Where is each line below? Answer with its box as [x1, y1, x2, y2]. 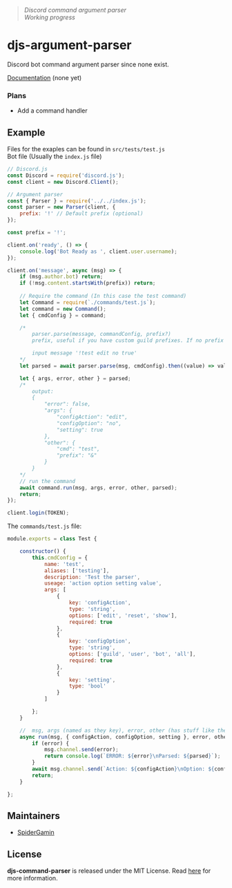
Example [7, 126, 46, 138]
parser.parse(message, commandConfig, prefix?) [32, 331, 171, 338]
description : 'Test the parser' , [43, 574, 140, 580]
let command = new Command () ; [19, 305, 107, 312]
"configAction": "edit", [56, 414, 128, 421]
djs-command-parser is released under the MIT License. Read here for [7, 867, 211, 875]
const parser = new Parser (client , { [7, 204, 116, 211]
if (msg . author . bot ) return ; [19, 273, 104, 281]
